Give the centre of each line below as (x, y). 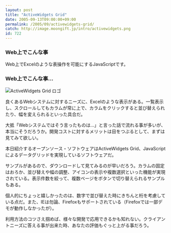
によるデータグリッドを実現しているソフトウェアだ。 (61, 155)
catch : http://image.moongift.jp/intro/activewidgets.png (68, 29)
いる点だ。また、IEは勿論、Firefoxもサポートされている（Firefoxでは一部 (82, 202)
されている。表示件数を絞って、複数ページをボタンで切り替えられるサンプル (85, 178)
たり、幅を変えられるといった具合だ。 (45, 114)
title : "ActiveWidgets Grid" (36, 15)
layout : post (19, 10)
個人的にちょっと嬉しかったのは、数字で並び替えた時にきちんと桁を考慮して (85, 195)
